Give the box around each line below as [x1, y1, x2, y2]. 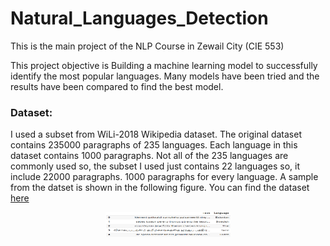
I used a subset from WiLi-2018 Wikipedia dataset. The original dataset [10, 128, 303, 141]
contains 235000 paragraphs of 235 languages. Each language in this [10, 139, 298, 151]
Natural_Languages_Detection [10, 7, 269, 30]
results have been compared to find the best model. [10, 80, 224, 92]
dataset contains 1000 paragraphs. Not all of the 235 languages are [10, 150, 289, 162]
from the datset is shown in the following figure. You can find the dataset [10, 182, 310, 194]
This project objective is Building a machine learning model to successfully [10, 59, 318, 71]
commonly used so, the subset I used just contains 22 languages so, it [10, 160, 301, 172]
